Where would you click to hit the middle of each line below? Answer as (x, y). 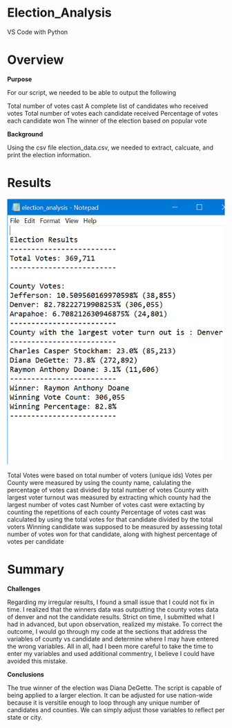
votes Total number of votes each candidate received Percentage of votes (113, 113)
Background (25, 134)
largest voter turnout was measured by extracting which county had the (109, 497)
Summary (36, 570)
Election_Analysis (59, 13)
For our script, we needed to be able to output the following (92, 92)
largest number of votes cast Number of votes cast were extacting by (106, 505)
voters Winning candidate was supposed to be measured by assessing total (115, 527)
